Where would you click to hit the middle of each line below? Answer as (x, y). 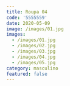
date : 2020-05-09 (28, 23)
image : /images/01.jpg (35, 29)
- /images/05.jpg (34, 62)
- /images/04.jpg (34, 57)
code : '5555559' (27, 18)
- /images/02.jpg (34, 46)
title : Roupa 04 (27, 12)
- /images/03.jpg (34, 51)
